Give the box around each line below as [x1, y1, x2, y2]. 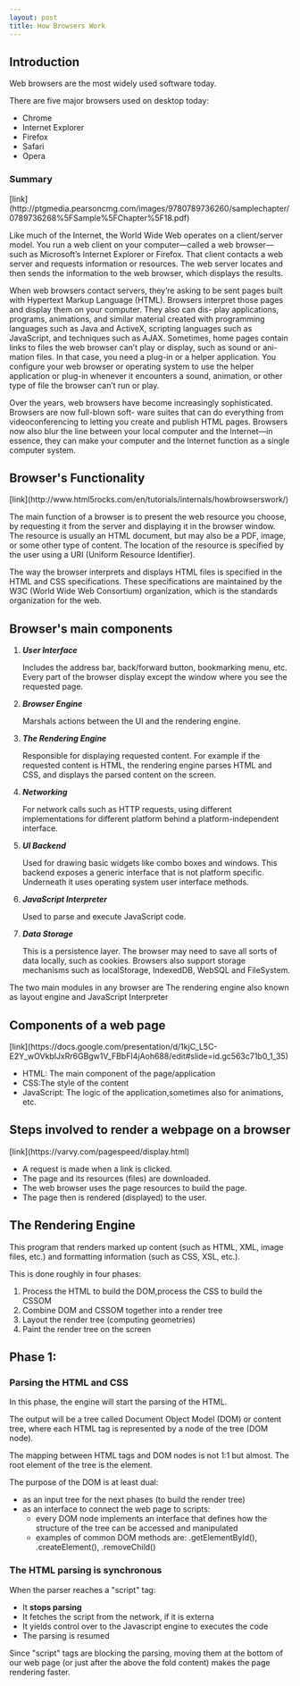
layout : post [9, 13, 58, 22]
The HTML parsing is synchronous [9, 1564, 162, 1577]
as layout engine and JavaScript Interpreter [9, 992, 169, 1002]
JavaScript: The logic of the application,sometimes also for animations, [21, 1087, 284, 1098]
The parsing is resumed [21, 1630, 110, 1640]
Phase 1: [9, 1350, 57, 1365]
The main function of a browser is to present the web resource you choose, [9, 511, 287, 523]
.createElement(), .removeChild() [35, 1542, 156, 1553]
